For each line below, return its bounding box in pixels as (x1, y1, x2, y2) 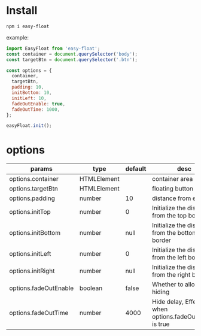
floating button (152, 184, 193, 193)
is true (152, 320, 170, 328)
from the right (152, 271, 191, 279)
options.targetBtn (9, 184, 58, 193)
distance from (152, 194, 191, 202)
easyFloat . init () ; (6, 123, 52, 129)
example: (6, 34, 29, 41)
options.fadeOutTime (9, 309, 69, 317)
